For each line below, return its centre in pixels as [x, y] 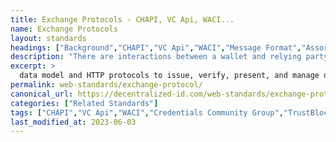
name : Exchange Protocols [64, 29]
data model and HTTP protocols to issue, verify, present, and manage [169, 76]
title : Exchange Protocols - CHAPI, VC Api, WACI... [122, 19]
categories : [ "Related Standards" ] [84, 103]
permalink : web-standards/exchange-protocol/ [106, 85]
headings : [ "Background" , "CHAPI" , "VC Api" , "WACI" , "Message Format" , [156, 47]
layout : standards [48, 38]
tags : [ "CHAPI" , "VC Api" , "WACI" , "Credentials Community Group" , [147, 112]
